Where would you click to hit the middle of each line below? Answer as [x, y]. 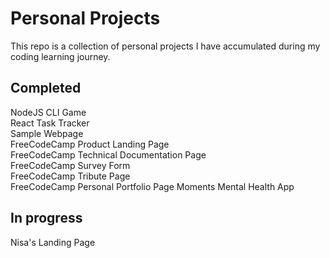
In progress [46, 218]
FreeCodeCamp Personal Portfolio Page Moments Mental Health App [152, 186]
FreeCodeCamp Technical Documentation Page [108, 154]
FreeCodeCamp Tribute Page [70, 176]
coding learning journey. [60, 56]
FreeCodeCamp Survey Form [70, 165]
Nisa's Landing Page [53, 242]
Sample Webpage [47, 133]
